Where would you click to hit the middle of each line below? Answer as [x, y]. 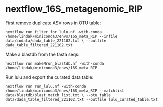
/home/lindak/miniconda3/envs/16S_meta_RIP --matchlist [65, 91]
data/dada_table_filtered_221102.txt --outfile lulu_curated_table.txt [81, 99]
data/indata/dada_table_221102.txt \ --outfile [56, 41]
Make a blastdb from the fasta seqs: [42, 54]
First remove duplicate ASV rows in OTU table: [53, 23]
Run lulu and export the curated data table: [49, 77]
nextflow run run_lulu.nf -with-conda [46, 86]
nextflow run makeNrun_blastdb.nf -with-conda [55, 63]
